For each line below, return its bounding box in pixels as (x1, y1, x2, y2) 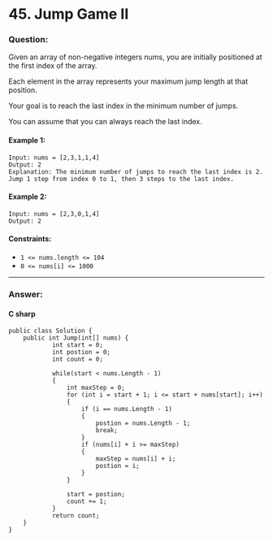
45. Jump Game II (8, 5, 129, 24)
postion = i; (95, 462, 140, 470)
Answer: (8, 289, 43, 301)
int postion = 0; (51, 348, 111, 357)
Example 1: (8, 136, 46, 145)
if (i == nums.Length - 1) (80, 405, 173, 413)
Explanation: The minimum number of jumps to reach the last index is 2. (8, 167, 264, 175)
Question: (8, 34, 49, 45)
